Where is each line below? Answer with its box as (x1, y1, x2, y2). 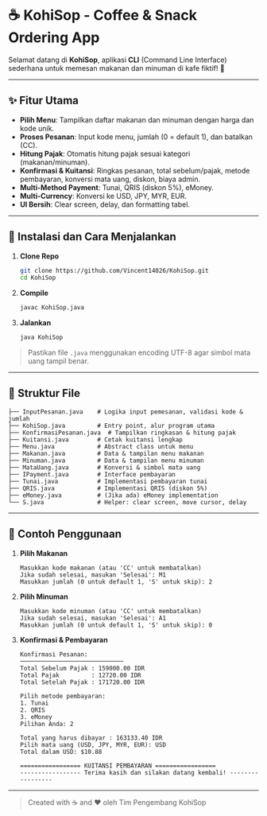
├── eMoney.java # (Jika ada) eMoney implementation (8, 491, 219, 499)
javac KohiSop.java (19, 304, 85, 312)
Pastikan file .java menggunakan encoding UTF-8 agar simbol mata (27, 348, 251, 358)
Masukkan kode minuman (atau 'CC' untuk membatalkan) (19, 607, 202, 615)
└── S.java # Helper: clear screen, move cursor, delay (8, 498, 247, 506)
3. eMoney (19, 713, 53, 721)
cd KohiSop (19, 274, 56, 282)
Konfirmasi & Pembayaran (19, 635, 109, 644)
